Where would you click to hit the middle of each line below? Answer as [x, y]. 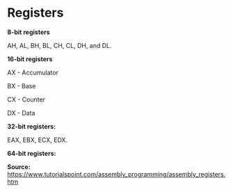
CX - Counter [26, 99]
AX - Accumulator [33, 72]
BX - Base [22, 86]
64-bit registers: [32, 153]
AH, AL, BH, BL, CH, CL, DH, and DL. [60, 45]
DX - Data [21, 113]
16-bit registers [30, 59]
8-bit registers [29, 32]
